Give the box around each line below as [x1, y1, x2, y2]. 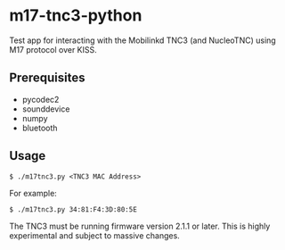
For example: [9, 187, 58, 198]
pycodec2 [21, 94, 60, 104]
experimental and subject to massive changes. [9, 229, 180, 241]
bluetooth [21, 122, 58, 133]
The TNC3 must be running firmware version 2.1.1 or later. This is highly [9, 221, 271, 231]
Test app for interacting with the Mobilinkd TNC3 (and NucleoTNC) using [9, 35, 276, 46]
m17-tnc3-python [9, 5, 142, 26]
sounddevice [21, 104, 70, 114]
